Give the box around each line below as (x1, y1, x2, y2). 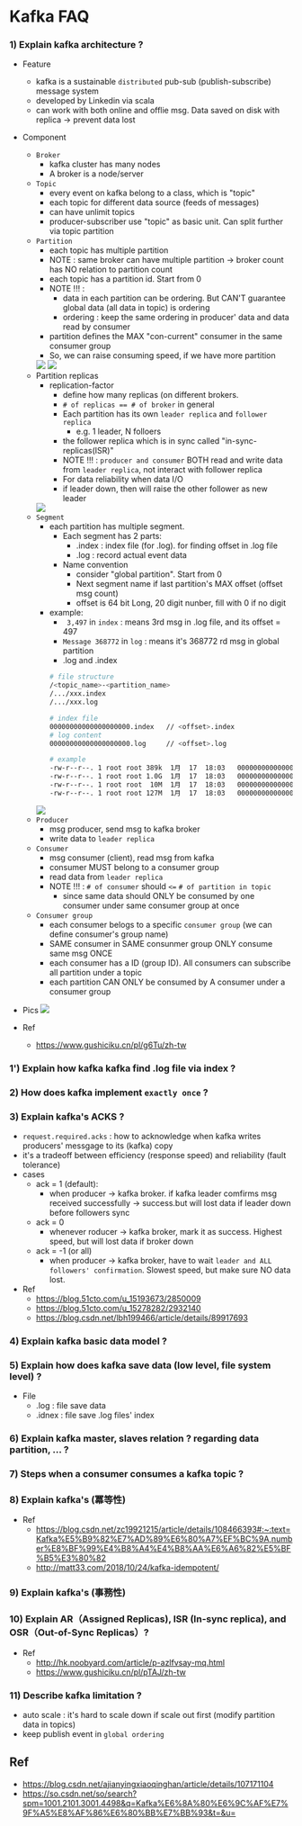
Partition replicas (35, 371, 99, 382)
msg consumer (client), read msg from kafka (49, 852, 215, 863)
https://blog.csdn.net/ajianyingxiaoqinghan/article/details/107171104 (22, 1778, 274, 1789)
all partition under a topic (49, 967, 142, 977)
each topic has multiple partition (49, 245, 169, 256)
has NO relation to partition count (49, 264, 173, 275)
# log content (49, 731, 102, 740)
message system (35, 85, 99, 96)
